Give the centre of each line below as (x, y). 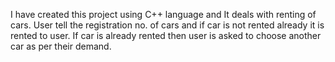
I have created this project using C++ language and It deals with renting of (163, 14)
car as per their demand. (61, 46)
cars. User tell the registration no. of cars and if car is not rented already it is (167, 25)
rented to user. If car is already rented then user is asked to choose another (166, 35)
